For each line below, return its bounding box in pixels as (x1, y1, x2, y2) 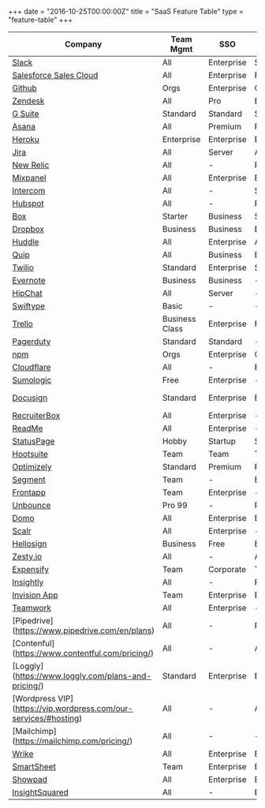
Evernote (12, 275, 46, 286)
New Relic (12, 159, 50, 170)
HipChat (12, 288, 43, 298)
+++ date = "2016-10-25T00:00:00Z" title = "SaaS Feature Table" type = (8, 7, 244, 16)
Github (12, 83, 37, 93)
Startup (208, 436, 237, 447)
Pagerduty (12, 336, 51, 346)
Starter (162, 211, 188, 222)
